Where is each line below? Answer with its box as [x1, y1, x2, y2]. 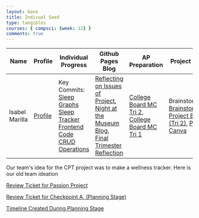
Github [99, 50, 120, 58]
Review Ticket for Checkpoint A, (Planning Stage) [6, 194, 127, 201]
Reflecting [95, 75, 124, 83]
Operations [58, 145, 90, 153]
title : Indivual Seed [6, 14, 60, 20]
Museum [95, 119, 120, 128]
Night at [95, 105, 117, 113]
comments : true [6, 31, 44, 37]
